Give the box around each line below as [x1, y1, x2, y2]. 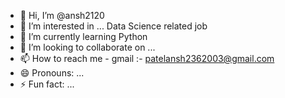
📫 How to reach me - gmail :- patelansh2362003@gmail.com [19, 53, 275, 64]
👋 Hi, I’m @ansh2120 [19, 10, 105, 21]
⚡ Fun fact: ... [19, 78, 75, 90]
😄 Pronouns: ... [19, 67, 85, 79]
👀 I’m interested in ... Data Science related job [19, 20, 208, 32]
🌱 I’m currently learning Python [19, 31, 148, 42]
